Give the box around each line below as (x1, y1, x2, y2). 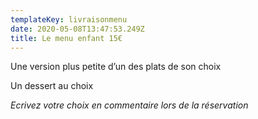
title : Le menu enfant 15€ (10, 33, 123, 43)
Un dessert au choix (10, 80, 94, 92)
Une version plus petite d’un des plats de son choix (10, 61, 222, 73)
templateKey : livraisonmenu (10, 14, 128, 25)
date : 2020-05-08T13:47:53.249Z (10, 24, 145, 34)
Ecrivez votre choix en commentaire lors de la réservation (10, 99, 249, 111)
